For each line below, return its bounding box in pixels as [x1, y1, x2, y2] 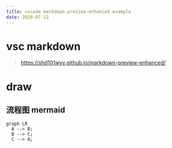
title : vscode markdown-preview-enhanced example [6, 8, 132, 15]
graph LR [6, 121, 28, 127]
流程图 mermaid [6, 105, 65, 115]
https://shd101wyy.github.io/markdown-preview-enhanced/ [20, 59, 166, 66]
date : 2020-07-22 [6, 14, 49, 20]
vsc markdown [6, 40, 81, 53]
